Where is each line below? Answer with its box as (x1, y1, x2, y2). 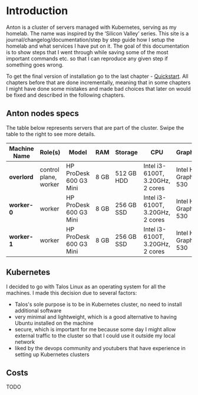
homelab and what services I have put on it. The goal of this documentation (6, 42, 190, 50)
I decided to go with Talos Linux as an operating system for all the (6, 283, 166, 290)
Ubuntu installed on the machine (14, 320, 94, 327)
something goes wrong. (6, 61, 64, 68)
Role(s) (39, 148, 61, 156)
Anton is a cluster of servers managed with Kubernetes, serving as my (6, 24, 177, 31)
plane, (39, 173, 57, 181)
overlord (9, 173, 34, 181)
